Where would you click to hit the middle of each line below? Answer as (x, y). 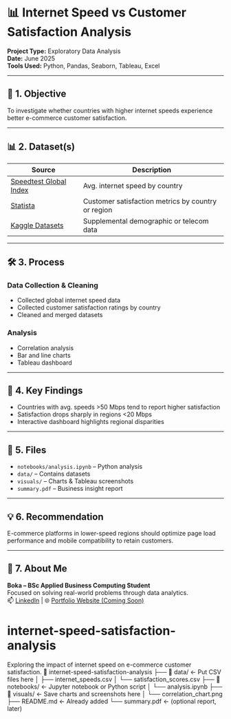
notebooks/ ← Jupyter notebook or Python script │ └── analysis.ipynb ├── (115, 687)
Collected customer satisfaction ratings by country (89, 307)
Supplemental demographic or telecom (146, 221)
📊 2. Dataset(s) (41, 147)
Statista (23, 205)
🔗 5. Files (27, 450)
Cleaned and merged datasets (60, 315)
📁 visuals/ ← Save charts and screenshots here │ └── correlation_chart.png (115, 693)
